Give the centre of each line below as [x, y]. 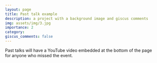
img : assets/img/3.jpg [28, 23]
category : [15, 32]
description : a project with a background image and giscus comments [77, 18]
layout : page [18, 9]
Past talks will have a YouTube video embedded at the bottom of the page [78, 50]
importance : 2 [19, 28]
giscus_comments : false [29, 37]
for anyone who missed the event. [39, 55]
